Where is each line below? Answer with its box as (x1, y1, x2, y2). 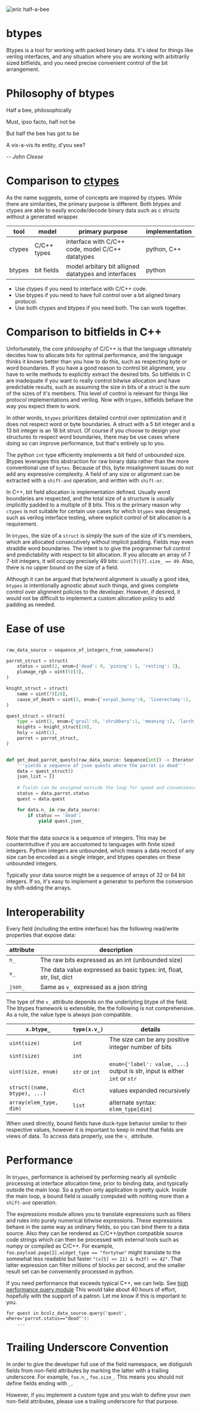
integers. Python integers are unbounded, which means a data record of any (6, 847, 194, 855)
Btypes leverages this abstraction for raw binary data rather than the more (6, 457, 190, 465)
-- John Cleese (6, 153, 44, 160)
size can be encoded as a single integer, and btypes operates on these (6, 853, 181, 861)
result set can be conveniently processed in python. (6, 1268, 135, 1275)
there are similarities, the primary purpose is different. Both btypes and (6, 200, 181, 207)
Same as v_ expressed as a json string (40, 983, 148, 991)
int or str (109, 1074, 137, 1083)
